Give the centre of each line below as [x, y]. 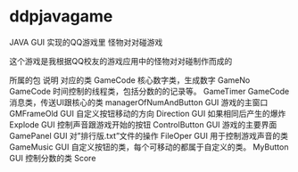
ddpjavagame [61, 16]
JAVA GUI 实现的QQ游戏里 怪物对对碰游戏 [86, 42]
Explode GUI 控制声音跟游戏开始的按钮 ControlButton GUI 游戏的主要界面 [143, 124]
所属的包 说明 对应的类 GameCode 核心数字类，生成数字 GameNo [130, 80]
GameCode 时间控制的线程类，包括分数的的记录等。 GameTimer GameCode [149, 91]
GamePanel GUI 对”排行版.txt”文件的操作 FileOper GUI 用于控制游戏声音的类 [149, 135]
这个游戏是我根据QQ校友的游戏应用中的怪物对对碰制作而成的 [121, 61]
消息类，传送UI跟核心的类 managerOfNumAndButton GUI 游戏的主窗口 [139, 102]
